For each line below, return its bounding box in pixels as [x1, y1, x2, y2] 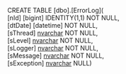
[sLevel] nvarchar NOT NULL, [7, 36, 93, 45]
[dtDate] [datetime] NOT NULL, [7, 21, 98, 29]
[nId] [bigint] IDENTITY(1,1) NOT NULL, [7, 14, 120, 22]
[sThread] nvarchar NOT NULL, [7, 28, 98, 37]
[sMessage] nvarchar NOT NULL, [7, 51, 105, 60]
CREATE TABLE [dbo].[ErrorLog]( [7, 6, 104, 14]
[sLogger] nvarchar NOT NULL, [7, 44, 99, 52]
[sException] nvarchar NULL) [7, 59, 92, 67]
